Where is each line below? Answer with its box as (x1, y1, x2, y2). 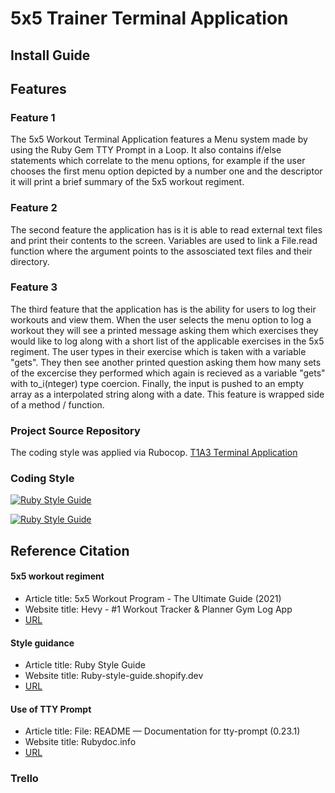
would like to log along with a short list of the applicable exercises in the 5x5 (10, 335, 325, 347)
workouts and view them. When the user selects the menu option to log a (10, 313, 312, 326)
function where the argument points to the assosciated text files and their (10, 245, 313, 257)
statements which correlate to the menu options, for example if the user (10, 155, 306, 167)
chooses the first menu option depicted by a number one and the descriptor (10, 165, 323, 177)
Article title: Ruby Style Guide (24, 659, 146, 671)
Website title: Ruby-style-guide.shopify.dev (24, 670, 204, 682)
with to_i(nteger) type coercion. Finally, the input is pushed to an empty (10, 377, 305, 389)
